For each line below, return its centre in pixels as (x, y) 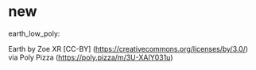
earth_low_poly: (34, 33)
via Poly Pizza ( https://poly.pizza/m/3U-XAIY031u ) (91, 57)
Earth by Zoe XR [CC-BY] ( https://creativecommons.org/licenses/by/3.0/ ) (128, 49)
